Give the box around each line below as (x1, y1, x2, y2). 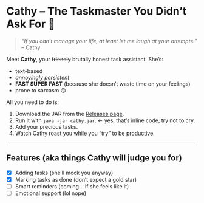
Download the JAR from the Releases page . (15, 110, 124, 117)
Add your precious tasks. (15, 123, 78, 130)
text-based (15, 67, 43, 74)
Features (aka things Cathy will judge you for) (6, 153, 182, 163)
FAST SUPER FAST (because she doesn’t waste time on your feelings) (15, 80, 191, 88)
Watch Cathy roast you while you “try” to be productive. (15, 129, 155, 137)
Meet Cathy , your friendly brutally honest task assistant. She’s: (6, 55, 164, 63)
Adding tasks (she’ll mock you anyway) (15, 169, 114, 176)
